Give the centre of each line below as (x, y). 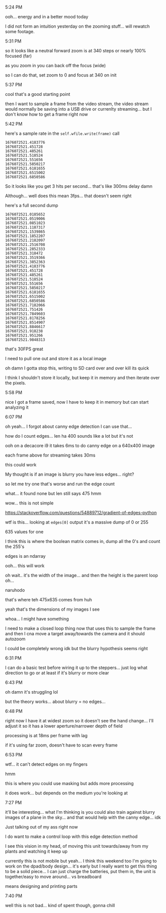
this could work (21, 465)
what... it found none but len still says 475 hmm (53, 493)
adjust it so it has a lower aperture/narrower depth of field (64, 726)
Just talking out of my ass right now (41, 827)
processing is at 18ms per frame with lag (46, 735)
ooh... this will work (25, 566)
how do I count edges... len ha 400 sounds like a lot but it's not (69, 436)
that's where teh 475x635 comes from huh (49, 600)
